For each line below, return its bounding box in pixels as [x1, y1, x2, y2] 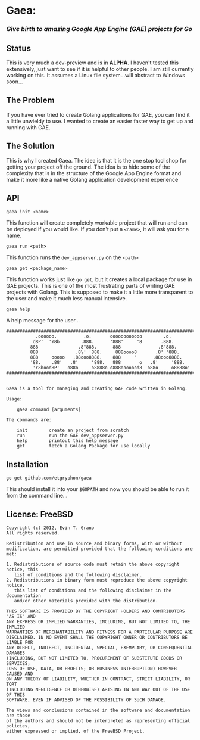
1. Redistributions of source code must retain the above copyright [6, 561, 180, 567]
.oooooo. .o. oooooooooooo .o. [35, 334, 171, 340]
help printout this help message [17, 438, 118, 444]
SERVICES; [6, 660, 31, 666]
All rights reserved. [6, 530, 60, 536]
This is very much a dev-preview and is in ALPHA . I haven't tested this [6, 59, 179, 66]
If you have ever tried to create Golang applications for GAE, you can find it [6, 111, 190, 118]
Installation [6, 459, 49, 470]
